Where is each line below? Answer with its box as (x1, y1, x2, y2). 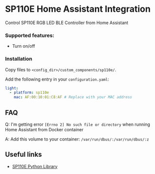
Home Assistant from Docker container (5, 126, 84, 132)
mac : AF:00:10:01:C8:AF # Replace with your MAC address (14, 95, 133, 100)
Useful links (5, 150, 43, 159)
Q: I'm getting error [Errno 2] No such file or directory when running (5, 121, 151, 127)
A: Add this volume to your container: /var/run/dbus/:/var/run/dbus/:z (5, 136, 149, 142)
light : (5, 86, 19, 90)
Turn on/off (12, 43, 35, 49)
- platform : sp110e (9, 90, 49, 95)
